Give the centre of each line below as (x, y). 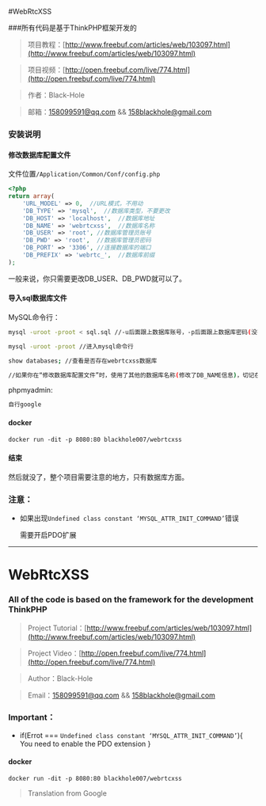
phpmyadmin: (30, 390)
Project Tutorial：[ (57, 628)
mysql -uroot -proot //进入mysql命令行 (71, 346)
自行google (25, 405)
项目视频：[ (46, 70)
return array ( (32, 196)
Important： (32, 717)
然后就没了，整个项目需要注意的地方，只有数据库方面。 (98, 477)
